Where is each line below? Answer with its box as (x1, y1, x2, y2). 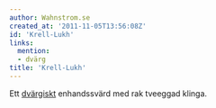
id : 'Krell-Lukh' (9, 30, 75, 39)
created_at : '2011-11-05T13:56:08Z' (9, 22, 147, 31)
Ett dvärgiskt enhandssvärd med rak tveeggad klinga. (9, 87, 208, 99)
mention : (17, 47, 50, 56)
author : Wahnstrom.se (9, 13, 91, 22)
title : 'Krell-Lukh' (9, 64, 87, 73)
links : (9, 38, 34, 48)
